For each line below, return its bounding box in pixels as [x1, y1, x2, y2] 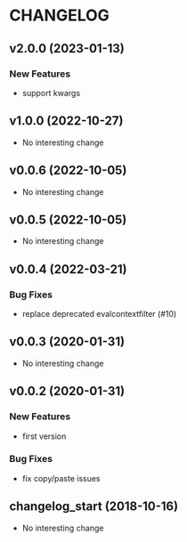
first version [21, 431, 67, 441]
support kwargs [21, 87, 81, 98]
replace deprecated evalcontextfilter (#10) [21, 309, 177, 319]
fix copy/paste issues [21, 473, 101, 483]
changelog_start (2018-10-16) [9, 499, 179, 514]
